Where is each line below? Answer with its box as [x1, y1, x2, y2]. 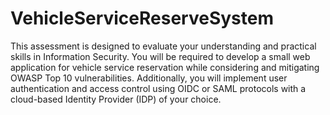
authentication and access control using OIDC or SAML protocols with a [10, 82, 307, 94]
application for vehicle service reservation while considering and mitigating [10, 61, 320, 73]
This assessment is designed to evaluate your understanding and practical [10, 40, 317, 52]
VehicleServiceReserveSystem [10, 7, 274, 30]
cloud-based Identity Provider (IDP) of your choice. [10, 93, 222, 105]
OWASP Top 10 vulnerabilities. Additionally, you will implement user [10, 72, 288, 84]
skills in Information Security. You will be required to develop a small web [10, 50, 311, 62]
